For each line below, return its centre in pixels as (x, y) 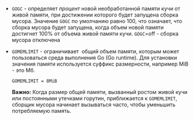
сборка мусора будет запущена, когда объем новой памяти (88, 27)
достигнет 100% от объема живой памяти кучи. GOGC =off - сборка (95, 34)
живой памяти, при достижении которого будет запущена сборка (95, 15)
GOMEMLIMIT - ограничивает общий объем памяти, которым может (95, 51)
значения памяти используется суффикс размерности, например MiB (100, 64)
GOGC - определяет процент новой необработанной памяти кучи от (96, 9)
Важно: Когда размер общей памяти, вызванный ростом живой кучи (100, 92)
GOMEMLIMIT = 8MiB (34, 81)
